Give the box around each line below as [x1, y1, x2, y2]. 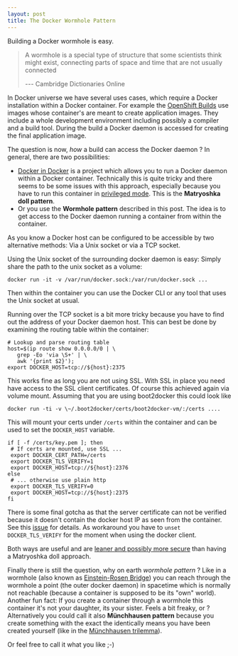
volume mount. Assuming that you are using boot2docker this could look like [7, 391, 232, 400]
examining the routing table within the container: [7, 325, 149, 334]
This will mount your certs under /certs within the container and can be [7, 418, 217, 426]
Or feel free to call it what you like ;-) [7, 640, 115, 649]
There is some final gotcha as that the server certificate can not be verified [7, 508, 227, 516]
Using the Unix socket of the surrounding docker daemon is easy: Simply [7, 255, 222, 263]
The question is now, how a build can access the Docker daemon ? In [7, 145, 210, 153]
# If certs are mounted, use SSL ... [10, 445, 122, 453]
